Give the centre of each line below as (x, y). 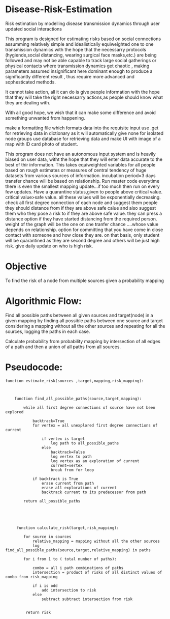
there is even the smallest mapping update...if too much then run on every (82, 186)
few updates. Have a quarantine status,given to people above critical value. (84, 191)
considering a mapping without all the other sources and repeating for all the (85, 326)
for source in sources (47, 537)
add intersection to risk (69, 590)
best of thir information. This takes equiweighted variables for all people (80, 164)
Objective (26, 266)
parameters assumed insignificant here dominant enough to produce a (79, 71)
